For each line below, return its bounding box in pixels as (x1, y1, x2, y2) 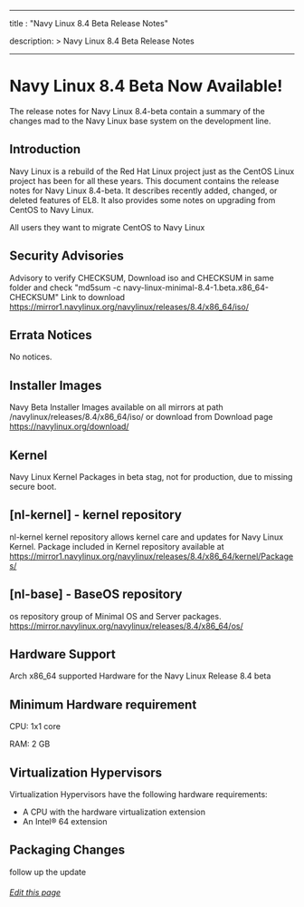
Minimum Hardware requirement (9, 697, 197, 712)
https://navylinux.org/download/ (9, 421, 129, 432)
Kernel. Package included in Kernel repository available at (9, 541, 224, 551)
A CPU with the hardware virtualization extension (22, 806, 206, 817)
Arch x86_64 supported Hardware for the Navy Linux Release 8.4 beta (9, 670, 271, 681)
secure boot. (9, 482, 57, 492)
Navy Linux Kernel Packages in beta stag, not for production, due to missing (9, 472, 293, 482)
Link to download (61, 291, 125, 302)
